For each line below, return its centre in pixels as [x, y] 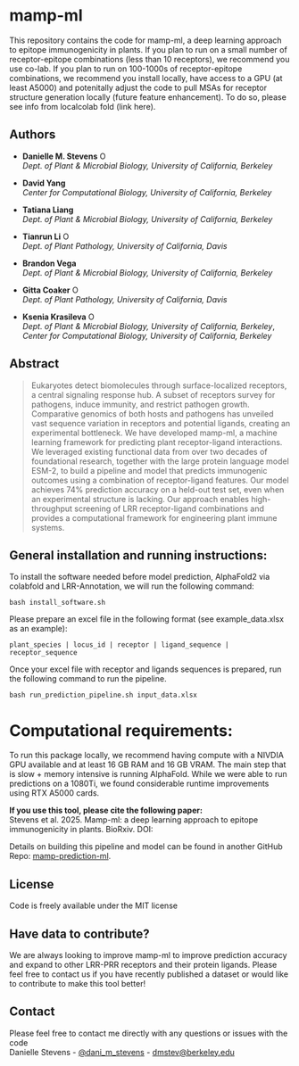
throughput [52, 508]
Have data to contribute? [79, 934]
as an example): [38, 629]
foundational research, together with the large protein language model [160, 461]
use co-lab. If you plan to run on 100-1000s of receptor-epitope [126, 69]
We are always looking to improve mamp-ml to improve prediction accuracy [148, 954]
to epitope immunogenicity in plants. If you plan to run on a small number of [148, 49]
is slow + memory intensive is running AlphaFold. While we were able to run [148, 774]
